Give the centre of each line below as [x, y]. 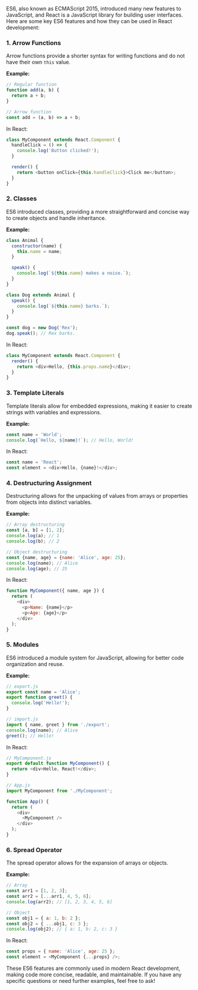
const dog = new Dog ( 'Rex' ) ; [42, 328]
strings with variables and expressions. [54, 412]
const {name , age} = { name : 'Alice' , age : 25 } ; [66, 557]
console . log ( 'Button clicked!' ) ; [58, 151]
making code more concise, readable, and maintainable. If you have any [94, 975]
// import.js [22, 719]
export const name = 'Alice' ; [44, 692]
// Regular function [32, 85]
